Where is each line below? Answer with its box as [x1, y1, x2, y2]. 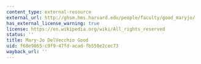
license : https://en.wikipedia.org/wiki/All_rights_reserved [6, 26, 166, 32]
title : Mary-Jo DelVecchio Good [6, 37, 89, 43]
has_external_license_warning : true [6, 20, 100, 26]
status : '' [6, 32, 34, 38]
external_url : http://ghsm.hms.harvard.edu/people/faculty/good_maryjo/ [6, 15, 196, 21]
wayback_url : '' [6, 49, 48, 55]
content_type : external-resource [6, 9, 92, 15]
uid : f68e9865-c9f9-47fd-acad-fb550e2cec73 [6, 43, 119, 49]
